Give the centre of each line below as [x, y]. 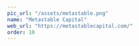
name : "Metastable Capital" [47, 20]
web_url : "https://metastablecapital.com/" [70, 26]
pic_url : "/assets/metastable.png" [58, 13]
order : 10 [21, 32]
